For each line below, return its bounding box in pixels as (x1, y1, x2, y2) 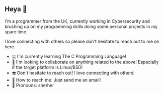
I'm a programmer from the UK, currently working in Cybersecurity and (4, 18, 150, 24)
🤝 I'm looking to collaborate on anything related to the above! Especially (11, 59, 159, 65)
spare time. (4, 28, 28, 35)
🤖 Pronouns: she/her (11, 82, 54, 88)
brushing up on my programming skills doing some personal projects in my (4, 23, 158, 29)
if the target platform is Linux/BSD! (11, 64, 83, 70)
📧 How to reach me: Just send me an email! (11, 77, 101, 83)
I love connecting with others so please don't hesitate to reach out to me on (4, 38, 160, 44)
